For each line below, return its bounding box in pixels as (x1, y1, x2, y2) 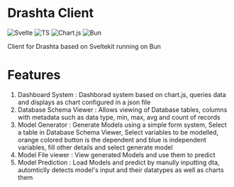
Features (7, 67, 61, 83)
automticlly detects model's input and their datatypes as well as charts (17, 165, 225, 174)
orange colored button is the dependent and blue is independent (17, 135, 207, 144)
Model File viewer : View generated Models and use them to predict (17, 150, 216, 159)
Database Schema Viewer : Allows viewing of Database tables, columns (17, 105, 228, 114)
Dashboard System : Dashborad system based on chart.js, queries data (17, 90, 227, 98)
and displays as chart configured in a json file (17, 98, 151, 106)
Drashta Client (7, 5, 94, 21)
